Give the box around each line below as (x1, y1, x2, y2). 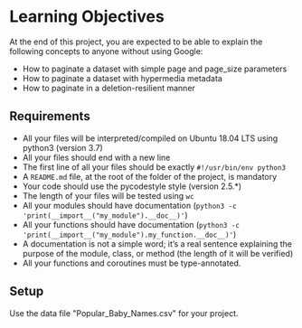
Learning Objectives (9, 6, 165, 27)
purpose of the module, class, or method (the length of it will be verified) (22, 248, 294, 258)
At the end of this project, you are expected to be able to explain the (9, 36, 263, 47)
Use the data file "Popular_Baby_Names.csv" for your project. (9, 307, 239, 318)
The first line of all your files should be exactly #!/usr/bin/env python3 (22, 161, 287, 173)
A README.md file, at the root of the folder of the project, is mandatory (22, 171, 278, 182)
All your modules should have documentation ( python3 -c (22, 200, 237, 211)
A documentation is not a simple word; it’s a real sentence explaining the (22, 238, 292, 249)
